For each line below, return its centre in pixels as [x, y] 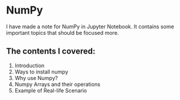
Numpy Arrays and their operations [57, 84]
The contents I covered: [51, 51]
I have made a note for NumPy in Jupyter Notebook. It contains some [90, 26]
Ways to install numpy [41, 72]
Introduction [30, 65]
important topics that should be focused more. [63, 32]
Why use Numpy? [36, 78]
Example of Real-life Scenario [51, 90]
